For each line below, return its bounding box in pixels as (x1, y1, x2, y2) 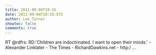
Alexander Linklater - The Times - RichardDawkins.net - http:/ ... (5, 45, 136, 51)
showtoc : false (5, 21, 37, 26)
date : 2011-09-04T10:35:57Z (5, 12, 63, 17)
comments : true (5, 26, 37, 31)
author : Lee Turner (5, 16, 46, 21)
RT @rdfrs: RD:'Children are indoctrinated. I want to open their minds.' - (5, 39, 151, 45)
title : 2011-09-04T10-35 (5, 7, 56, 12)
